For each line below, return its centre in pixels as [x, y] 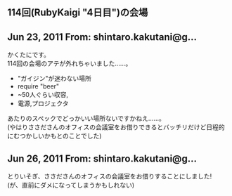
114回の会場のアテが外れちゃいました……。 [70, 64]
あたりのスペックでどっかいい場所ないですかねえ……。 [86, 119]
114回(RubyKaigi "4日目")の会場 [78, 13]
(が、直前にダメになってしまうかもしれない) [71, 185]
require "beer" [38, 86]
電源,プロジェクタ [43, 103]
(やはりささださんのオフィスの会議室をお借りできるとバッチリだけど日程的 [116, 127]
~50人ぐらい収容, [43, 95]
